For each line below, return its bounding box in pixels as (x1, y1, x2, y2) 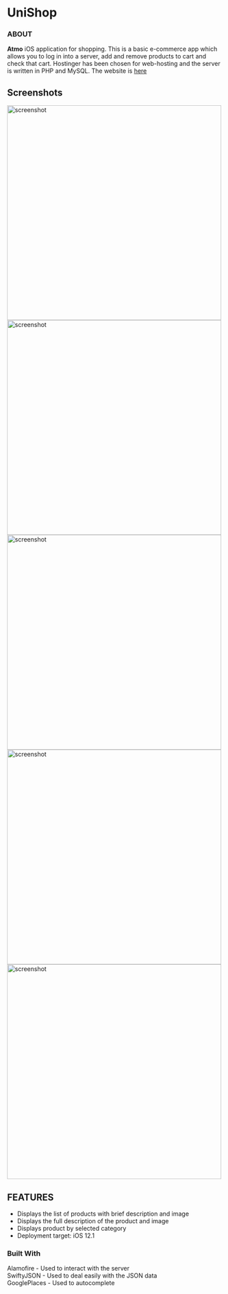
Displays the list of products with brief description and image (16, 1209, 190, 1218)
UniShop (7, 5, 58, 21)
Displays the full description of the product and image (16, 1217, 169, 1225)
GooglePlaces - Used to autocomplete (7, 1279, 115, 1287)
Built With (7, 1249, 41, 1258)
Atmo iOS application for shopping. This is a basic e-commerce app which (7, 45, 218, 53)
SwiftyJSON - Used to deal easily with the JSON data (7, 1271, 157, 1280)
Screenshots (7, 87, 63, 98)
